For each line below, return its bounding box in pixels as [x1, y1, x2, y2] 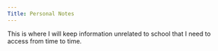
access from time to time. [7, 36, 82, 45]
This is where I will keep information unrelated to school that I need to [7, 29, 211, 38]
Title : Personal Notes [7, 10, 75, 17]
